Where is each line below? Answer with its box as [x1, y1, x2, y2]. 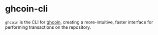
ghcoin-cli [5, 3, 48, 14]
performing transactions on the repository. [5, 24, 91, 30]
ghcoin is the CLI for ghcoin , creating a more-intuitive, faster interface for [5, 19, 154, 25]
